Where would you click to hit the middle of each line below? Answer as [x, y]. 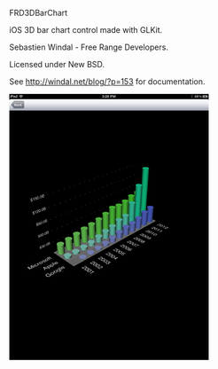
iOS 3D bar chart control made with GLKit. [86, 30]
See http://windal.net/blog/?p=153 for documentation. [107, 82]
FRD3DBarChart [39, 13]
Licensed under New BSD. [57, 64]
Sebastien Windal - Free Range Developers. [89, 47]
